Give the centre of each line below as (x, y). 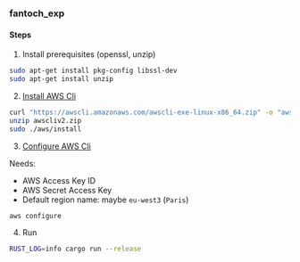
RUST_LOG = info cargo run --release (75, 249)
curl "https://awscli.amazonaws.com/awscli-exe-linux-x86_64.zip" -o (142, 112)
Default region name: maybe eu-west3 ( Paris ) (105, 200)
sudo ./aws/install (46, 129)
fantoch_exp (37, 13)
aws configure (36, 216)
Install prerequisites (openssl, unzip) (89, 54)
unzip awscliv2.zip (46, 120)
